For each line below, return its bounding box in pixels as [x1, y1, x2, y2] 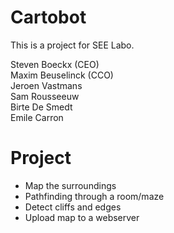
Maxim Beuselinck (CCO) [10, 69, 114, 81]
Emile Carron [10, 111, 64, 123]
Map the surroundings [24, 179, 117, 191]
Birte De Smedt [10, 101, 73, 113]
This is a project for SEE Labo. [10, 39, 135, 51]
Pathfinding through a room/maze [24, 190, 165, 202]
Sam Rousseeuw [10, 90, 80, 102]
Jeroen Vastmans [10, 79, 83, 91]
